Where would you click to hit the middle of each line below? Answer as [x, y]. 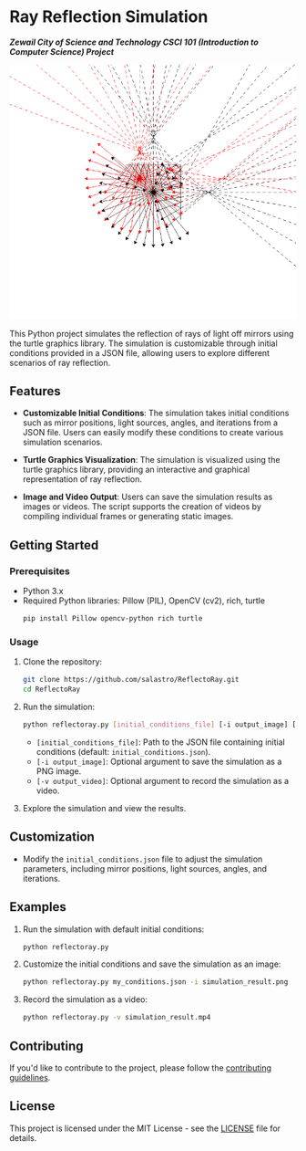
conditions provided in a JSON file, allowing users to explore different [140, 352]
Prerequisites [40, 570]
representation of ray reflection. [82, 479]
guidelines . [30, 1078]
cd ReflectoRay [51, 690]
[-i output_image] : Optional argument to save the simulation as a [159, 761]
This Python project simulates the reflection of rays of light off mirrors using [152, 333]
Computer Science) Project [62, 51]
